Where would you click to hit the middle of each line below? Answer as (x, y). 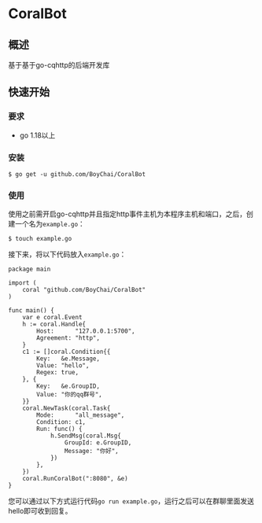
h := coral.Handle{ (54, 324)
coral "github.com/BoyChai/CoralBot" (84, 290)
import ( (22, 283)
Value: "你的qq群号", (69, 395)
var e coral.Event (52, 318)
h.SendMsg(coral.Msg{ (86, 436)
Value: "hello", (63, 366)
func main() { (31, 311)
